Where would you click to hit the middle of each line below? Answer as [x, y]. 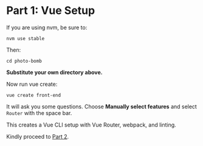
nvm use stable [26, 38]
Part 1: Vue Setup [51, 11]
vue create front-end [34, 95]
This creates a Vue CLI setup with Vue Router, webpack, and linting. [91, 125]
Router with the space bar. [39, 113]
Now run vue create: [32, 84]
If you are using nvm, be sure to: [47, 27]
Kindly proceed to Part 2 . [38, 136]
